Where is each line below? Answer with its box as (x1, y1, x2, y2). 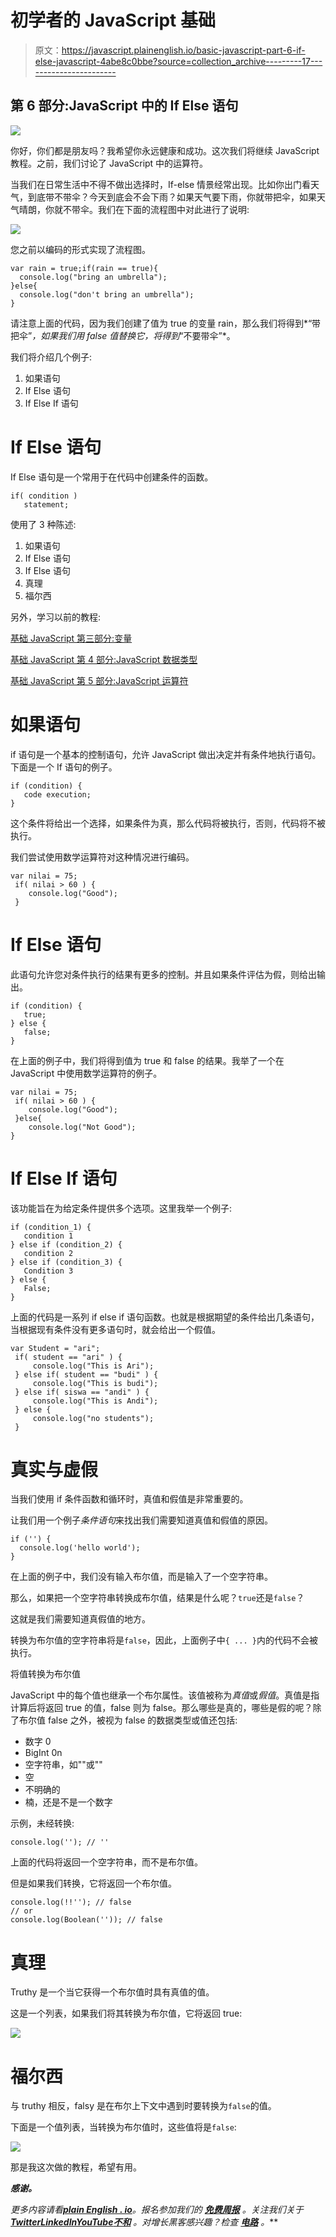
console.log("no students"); (32, 1413, 155, 1423)
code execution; (23, 789, 92, 800)
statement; (23, 499, 70, 510)
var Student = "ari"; (10, 1343, 101, 1353)
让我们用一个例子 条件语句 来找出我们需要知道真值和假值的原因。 (10, 1514, 273, 1526)
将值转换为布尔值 (10, 1668, 81, 1680)
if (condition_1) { (10, 1222, 92, 1232)
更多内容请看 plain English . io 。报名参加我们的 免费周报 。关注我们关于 (10, 2204, 304, 2216)
